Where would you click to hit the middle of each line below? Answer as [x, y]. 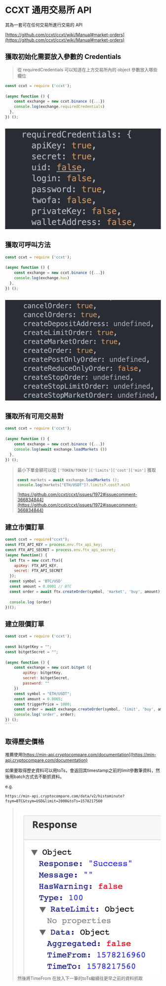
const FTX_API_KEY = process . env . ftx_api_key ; [54, 545]
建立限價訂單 [25, 624]
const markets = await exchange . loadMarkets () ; [68, 480]
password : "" [36, 684]
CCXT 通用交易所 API [48, 10]
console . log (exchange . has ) [42, 278]
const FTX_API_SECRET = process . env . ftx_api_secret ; [61, 550]
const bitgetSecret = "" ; [32, 652]
